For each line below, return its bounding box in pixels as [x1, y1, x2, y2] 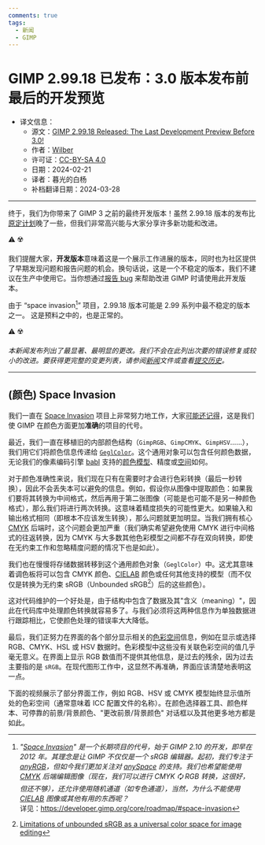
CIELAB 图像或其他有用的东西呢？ [19, 794, 129, 803]
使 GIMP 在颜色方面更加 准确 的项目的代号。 [8, 421, 147, 430]
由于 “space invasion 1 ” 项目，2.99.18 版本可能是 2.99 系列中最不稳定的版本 [8, 299, 250, 309]
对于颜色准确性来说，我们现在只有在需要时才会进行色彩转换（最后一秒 [8, 473, 236, 483]
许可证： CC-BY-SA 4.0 [31, 155, 106, 165]
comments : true [8, 11, 58, 20]
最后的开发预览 [8, 90, 105, 107]
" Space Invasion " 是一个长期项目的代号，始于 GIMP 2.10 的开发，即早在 [19, 742, 252, 752]
